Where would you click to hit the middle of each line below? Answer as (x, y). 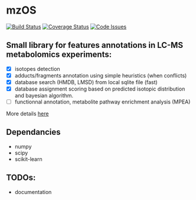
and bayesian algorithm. (44, 96)
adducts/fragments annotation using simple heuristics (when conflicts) (101, 75)
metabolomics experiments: (59, 55)
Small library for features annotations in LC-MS (95, 45)
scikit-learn (28, 159)
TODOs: (21, 178)
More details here (27, 114)
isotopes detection (37, 69)
